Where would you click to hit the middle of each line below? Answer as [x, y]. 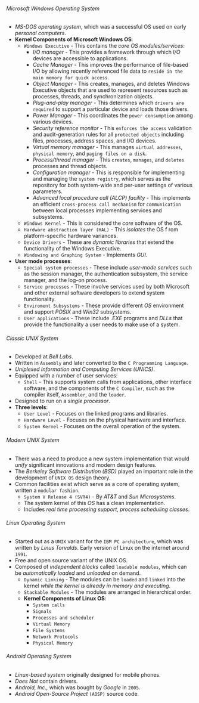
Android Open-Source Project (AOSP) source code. [77, 694]
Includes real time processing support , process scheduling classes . [107, 509]
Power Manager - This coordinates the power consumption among [113, 116]
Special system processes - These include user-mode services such [108, 268]
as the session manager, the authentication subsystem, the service [106, 274]
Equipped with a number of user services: [66, 376]
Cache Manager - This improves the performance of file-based [111, 65]
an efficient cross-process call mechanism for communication [107, 204]
